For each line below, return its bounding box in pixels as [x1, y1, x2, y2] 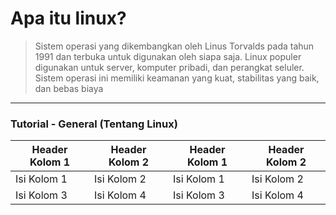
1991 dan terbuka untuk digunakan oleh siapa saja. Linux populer [34, 50, 302, 62]
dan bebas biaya [34, 82, 104, 94]
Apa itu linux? [10, 7, 127, 30]
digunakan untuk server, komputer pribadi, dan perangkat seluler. [34, 61, 305, 73]
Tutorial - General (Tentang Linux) [10, 117, 178, 131]
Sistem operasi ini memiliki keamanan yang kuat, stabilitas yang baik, [34, 72, 320, 84]
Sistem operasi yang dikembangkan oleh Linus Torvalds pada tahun [34, 40, 315, 52]
